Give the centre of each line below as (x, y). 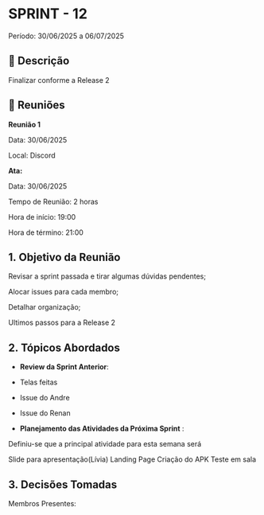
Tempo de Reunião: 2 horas (53, 201)
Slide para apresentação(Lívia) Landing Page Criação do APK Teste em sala (132, 459)
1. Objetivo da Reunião (64, 257)
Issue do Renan (45, 413)
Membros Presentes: (43, 503)
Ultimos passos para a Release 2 (62, 322)
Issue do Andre (45, 398)
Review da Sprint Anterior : (64, 367)
